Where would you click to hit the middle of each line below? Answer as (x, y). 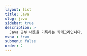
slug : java (16, 19)
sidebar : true (20, 23)
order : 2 (14, 46)
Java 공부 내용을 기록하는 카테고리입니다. (46, 32)
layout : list (18, 9)
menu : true (17, 37)
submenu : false (21, 41)
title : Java (17, 14)
